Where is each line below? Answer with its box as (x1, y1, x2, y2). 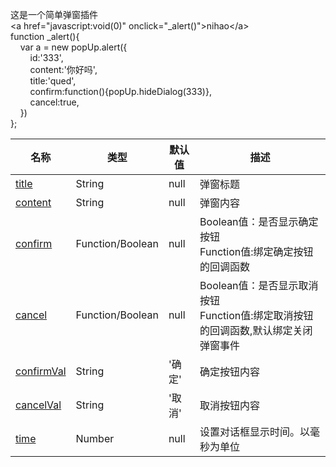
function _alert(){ (10, 31, 80, 42)
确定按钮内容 (199, 365, 261, 378)
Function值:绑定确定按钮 (199, 245, 314, 258)
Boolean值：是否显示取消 (199, 279, 319, 292)
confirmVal (15, 364, 67, 378)
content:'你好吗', (29, 64, 98, 75)
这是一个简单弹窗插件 (10, 9, 98, 20)
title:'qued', (29, 75, 77, 87)
